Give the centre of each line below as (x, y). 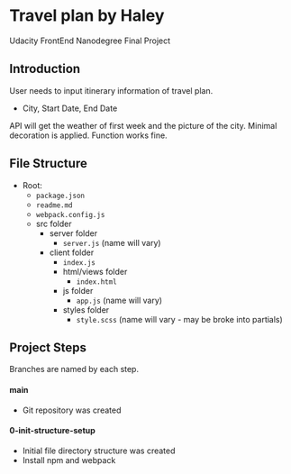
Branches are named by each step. (74, 369)
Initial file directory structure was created (99, 451)
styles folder (86, 310)
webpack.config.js (70, 214)
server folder (73, 233)
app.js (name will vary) (119, 300)
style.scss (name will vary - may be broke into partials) (180, 319)
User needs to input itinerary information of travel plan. (111, 90)
